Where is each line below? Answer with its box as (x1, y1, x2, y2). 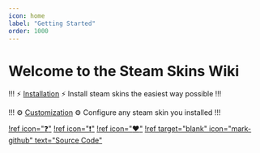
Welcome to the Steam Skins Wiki (8, 62, 240, 80)
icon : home (8, 11, 45, 20)
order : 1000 (8, 27, 49, 35)
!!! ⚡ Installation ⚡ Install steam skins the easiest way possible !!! (8, 89, 222, 99)
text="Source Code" (34, 135, 103, 146)
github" (8, 135, 34, 146)
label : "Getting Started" (8, 19, 96, 28)
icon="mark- (209, 124, 252, 134)
